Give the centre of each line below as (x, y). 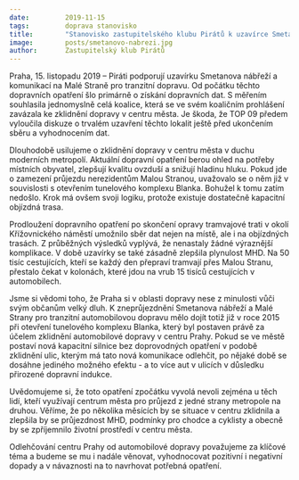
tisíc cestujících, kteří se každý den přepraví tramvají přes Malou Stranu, (141, 262)
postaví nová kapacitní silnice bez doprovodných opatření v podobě (133, 346)
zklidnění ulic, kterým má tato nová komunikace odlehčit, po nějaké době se (148, 356)
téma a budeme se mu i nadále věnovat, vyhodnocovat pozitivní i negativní (146, 457)
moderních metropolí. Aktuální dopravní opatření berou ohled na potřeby (142, 160)
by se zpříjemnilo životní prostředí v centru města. (101, 430)
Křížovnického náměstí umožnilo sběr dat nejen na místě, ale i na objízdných (149, 234)
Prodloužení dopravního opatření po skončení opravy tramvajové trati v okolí (149, 225)
